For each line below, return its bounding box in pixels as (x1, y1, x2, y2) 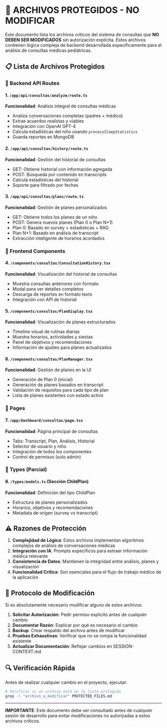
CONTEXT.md (12, 649, 41, 655)
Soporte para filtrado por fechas (12, 182, 79, 188)
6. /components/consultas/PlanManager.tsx (5, 356, 93, 362)
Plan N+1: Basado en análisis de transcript (12, 230, 99, 236)
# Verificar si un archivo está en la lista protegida (5, 689, 121, 694)
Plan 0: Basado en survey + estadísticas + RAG (12, 224, 109, 230)
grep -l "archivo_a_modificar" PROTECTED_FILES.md (5, 694, 112, 699)
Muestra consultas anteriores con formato (12, 281, 99, 287)
